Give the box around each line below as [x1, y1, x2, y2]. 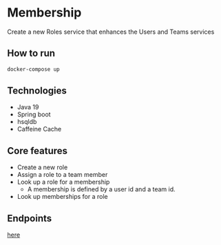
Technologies [7, 85, 67, 97]
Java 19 [17, 103, 39, 111]
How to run [7, 47, 56, 59]
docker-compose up [7, 65, 60, 73]
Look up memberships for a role [17, 193, 108, 201]
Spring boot [17, 110, 51, 118]
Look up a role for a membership [17, 178, 110, 187]
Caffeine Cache [17, 125, 62, 134]
